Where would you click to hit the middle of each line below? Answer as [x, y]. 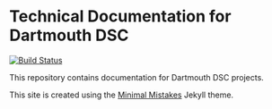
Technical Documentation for [120, 17]
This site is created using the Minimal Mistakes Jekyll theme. [122, 95]
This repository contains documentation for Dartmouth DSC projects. [137, 77]
